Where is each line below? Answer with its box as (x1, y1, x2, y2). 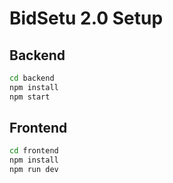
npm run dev (9, 165, 59, 175)
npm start (9, 92, 51, 102)
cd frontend (9, 146, 59, 156)
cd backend (9, 73, 55, 83)
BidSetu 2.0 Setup (9, 7, 164, 30)
